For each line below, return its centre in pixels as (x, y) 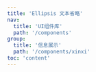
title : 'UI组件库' (38, 26)
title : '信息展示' (37, 45)
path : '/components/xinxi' (52, 52)
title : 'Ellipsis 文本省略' (45, 13)
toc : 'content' (29, 58)
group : (16, 39)
